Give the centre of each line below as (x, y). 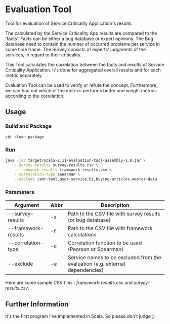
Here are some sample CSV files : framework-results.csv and (69, 283)
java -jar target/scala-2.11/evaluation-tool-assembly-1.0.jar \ (75, 160)
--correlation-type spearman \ (47, 174)
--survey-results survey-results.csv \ (56, 165)
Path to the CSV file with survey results (114, 214)
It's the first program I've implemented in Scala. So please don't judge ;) (80, 316)
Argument (27, 205)
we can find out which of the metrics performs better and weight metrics (81, 90)
